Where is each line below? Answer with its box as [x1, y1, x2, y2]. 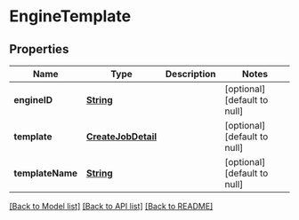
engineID [13, 94, 53, 106]
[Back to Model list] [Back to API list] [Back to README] [9, 201, 214, 211]
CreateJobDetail [85, 130, 158, 143]
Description [165, 68, 216, 80]
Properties [9, 42, 69, 57]
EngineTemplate [9, 6, 132, 27]
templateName [13, 167, 78, 179]
